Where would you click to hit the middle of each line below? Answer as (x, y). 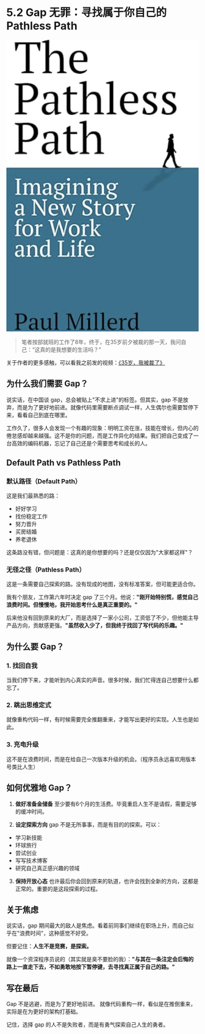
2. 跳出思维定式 (29, 705)
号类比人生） (22, 767)
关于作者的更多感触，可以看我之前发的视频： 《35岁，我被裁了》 (86, 362)
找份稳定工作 (31, 516)
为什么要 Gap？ (35, 646)
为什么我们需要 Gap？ (47, 384)
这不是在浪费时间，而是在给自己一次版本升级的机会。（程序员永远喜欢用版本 (101, 759)
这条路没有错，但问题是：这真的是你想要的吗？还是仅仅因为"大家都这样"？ (100, 552)
